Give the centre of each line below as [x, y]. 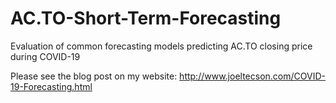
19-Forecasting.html [51, 86]
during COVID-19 [45, 56]
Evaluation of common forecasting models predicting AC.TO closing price [161, 46]
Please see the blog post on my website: [94, 76]
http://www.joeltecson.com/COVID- [252, 76]
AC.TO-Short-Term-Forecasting [146, 18]
